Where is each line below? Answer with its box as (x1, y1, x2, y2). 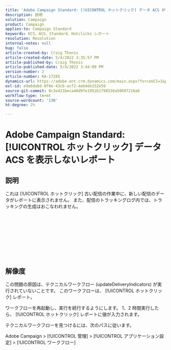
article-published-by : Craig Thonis (5, 60, 83, 65)
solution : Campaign (5, 17, 47, 22)
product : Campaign (5, 21, 44, 27)
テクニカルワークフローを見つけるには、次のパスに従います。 (5, 322, 134, 328)
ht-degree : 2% (5, 103, 36, 108)
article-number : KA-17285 (5, 74, 60, 79)
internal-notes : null (5, 41, 51, 46)
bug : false (5, 45, 28, 51)
